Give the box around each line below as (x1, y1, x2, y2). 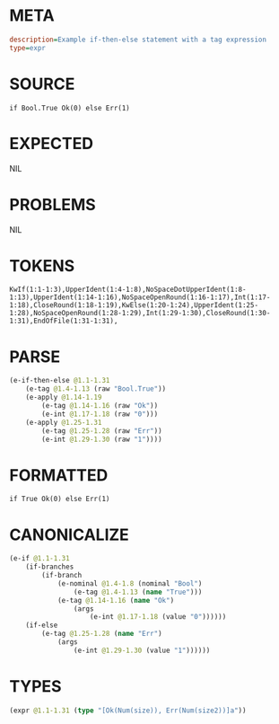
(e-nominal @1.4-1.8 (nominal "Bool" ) (57, 578, 203, 588)
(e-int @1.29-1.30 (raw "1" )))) (41, 435, 163, 444)
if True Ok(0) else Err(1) (9, 495, 110, 504)
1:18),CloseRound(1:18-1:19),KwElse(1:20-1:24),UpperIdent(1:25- (9, 301, 258, 310)
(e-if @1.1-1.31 (9, 554, 70, 563)
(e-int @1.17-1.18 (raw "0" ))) (41, 410, 159, 419)
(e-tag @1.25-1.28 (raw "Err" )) (41, 426, 163, 436)
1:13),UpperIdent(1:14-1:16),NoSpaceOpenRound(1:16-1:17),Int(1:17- (9, 293, 271, 302)
